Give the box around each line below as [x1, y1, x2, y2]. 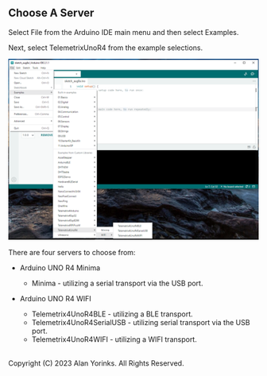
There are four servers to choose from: [8, 248, 136, 258]
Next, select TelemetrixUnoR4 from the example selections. [8, 43, 203, 52]
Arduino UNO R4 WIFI [19, 294, 91, 304]
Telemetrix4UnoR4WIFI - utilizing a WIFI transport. [31, 335, 197, 344]
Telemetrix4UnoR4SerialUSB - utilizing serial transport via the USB [31, 318, 250, 328]
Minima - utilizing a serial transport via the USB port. [31, 278, 203, 289]
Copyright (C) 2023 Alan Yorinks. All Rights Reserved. [8, 359, 184, 368]
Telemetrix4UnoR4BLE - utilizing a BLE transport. [31, 309, 193, 319]
